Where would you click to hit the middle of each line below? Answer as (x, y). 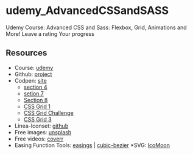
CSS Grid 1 (37, 106)
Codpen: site (30, 80)
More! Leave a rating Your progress (50, 33)
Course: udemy (34, 67)
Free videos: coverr (39, 139)
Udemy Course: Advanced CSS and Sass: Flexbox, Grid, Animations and (96, 27)
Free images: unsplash (43, 132)
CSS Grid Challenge (48, 112)
